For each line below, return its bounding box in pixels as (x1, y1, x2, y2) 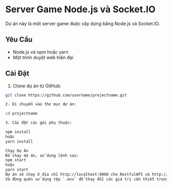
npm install (5, 129, 31, 135)
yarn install (5, 139, 33, 144)
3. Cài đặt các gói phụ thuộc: (5, 120, 72, 126)
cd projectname (5, 111, 38, 116)
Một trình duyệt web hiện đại (12, 54, 74, 60)
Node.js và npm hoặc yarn (12, 49, 69, 55)
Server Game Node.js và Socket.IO (5, 4, 156, 15)
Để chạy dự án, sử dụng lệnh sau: (5, 153, 79, 158)
